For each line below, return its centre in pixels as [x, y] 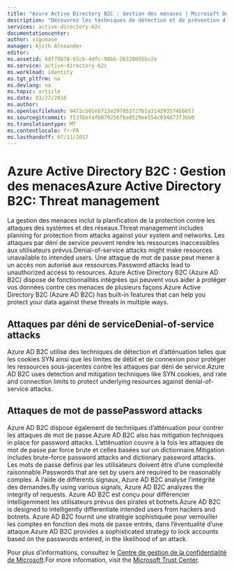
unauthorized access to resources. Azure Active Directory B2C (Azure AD [113, 272]
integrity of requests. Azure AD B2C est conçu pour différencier [99, 494]
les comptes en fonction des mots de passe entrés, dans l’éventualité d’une [115, 524]
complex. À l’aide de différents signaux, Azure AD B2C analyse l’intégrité [111, 480]
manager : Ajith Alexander [45, 46]
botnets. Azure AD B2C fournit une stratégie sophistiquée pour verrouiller [112, 517]
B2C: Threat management [84, 201]
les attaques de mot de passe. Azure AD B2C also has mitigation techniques [116, 435]
